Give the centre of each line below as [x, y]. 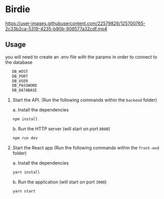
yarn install [26, 172]
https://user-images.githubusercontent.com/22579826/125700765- [75, 23]
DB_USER [20, 81]
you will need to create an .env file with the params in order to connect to [81, 57]
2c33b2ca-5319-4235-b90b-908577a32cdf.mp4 [56, 28]
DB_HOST [20, 71]
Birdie [18, 9]
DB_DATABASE [24, 90]
